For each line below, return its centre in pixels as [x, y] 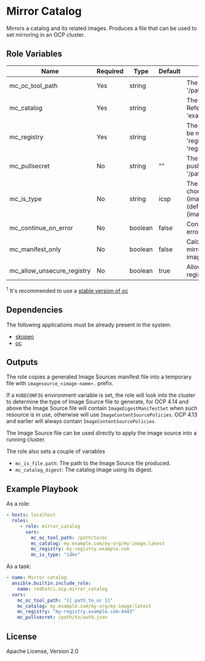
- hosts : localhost [31, 515]
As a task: [19, 566]
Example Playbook [42, 489]
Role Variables [34, 54]
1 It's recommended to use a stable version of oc [67, 290]
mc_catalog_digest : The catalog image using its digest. [84, 470]
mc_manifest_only [35, 249]
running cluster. [26, 440]
